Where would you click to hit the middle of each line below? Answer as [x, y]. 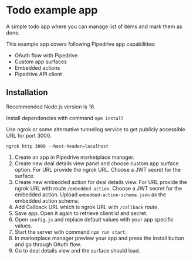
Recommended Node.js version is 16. [51, 107]
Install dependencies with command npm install [65, 118]
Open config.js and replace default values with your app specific [94, 219]
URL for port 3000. [29, 135]
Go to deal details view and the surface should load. [77, 250]
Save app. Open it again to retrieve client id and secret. [81, 213]
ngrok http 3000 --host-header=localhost [57, 146]
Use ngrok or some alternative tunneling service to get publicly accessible [96, 129]
